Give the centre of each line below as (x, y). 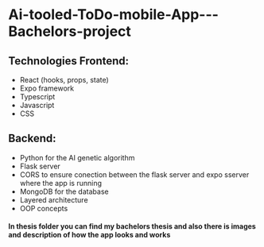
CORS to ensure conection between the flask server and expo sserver (134, 174)
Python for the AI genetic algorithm (77, 157)
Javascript (37, 105)
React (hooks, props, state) (64, 80)
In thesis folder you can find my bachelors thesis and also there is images (132, 226)
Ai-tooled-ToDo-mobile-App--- (113, 15)
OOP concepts (44, 208)
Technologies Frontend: (69, 61)
